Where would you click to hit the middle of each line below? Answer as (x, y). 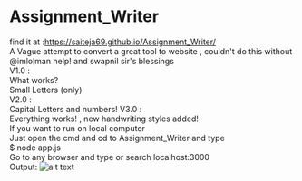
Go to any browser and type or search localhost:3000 (110, 157)
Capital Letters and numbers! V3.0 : (76, 109)
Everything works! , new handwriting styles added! (104, 119)
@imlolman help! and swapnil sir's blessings (92, 61)
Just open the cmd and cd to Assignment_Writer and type (117, 138)
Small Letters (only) (46, 90)
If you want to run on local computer (77, 128)
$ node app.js (35, 148)
